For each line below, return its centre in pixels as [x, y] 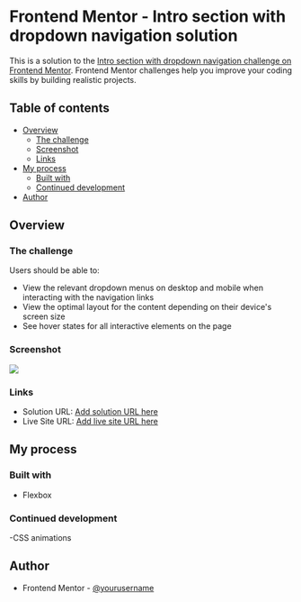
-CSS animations [40, 538]
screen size [44, 316]
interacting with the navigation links [88, 297]
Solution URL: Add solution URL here [90, 412]
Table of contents [59, 109]
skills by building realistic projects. [73, 79]
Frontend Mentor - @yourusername [88, 588]
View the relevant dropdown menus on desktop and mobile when [142, 288]
